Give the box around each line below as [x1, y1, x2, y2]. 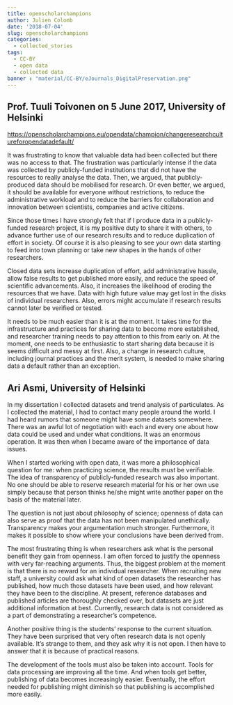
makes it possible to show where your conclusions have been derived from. [7, 531, 224, 539]
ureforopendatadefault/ [7, 137, 74, 146]
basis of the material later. [7, 495, 82, 504]
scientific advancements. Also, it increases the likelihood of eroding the [7, 281, 212, 290]
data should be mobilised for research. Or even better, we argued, [36, 180, 226, 189]
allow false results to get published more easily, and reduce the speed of [7, 274, 216, 283]
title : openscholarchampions [7, 10, 92, 17]
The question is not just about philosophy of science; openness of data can [7, 509, 224, 517]
